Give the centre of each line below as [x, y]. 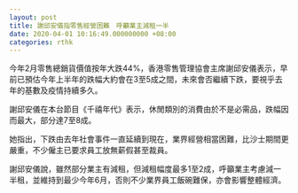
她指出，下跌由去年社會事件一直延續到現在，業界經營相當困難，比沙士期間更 [149, 139]
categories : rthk [41, 42]
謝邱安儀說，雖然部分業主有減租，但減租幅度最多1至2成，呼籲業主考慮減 [141, 169]
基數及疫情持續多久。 [63, 90]
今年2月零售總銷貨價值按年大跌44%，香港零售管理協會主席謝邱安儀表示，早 [149, 68]
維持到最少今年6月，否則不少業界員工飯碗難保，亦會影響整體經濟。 [163, 180]
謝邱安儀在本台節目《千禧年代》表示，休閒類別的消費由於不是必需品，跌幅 [145, 109]
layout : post [33, 17]
